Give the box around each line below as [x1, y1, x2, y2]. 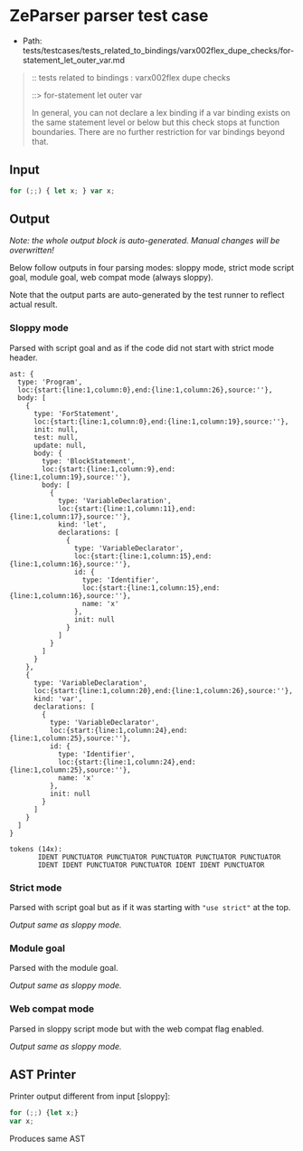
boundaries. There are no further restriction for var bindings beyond [31, 126, 285, 137]
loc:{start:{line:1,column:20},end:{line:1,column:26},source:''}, [33, 686, 294, 695]
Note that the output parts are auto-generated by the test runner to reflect [9, 290, 285, 300]
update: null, [33, 441, 88, 450]
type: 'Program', [17, 377, 83, 386]
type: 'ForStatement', [33, 409, 119, 418]
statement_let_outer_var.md [22, 54, 125, 65]
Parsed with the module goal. [9, 963, 119, 974]
